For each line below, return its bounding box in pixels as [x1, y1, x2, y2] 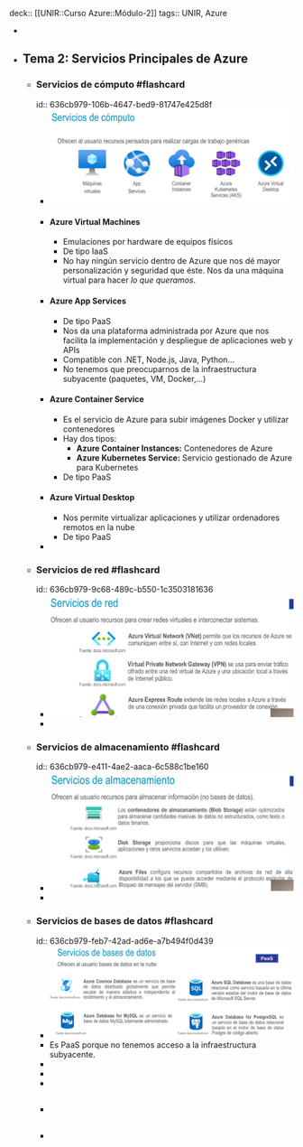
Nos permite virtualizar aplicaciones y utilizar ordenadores [62, 512, 280, 523]
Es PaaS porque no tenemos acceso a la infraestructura [49, 1040, 257, 1050]
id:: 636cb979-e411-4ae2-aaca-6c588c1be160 [35, 761, 209, 772]
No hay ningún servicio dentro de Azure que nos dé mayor [62, 256, 281, 266]
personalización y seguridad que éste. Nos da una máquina [62, 266, 284, 276]
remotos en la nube [62, 522, 135, 533]
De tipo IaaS [62, 246, 108, 256]
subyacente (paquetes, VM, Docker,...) [62, 373, 207, 384]
